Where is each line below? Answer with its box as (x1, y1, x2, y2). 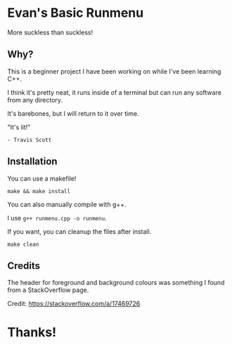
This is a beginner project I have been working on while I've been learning (7, 67, 221, 75)
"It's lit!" (7, 123, 31, 131)
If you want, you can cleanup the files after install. (7, 227, 152, 236)
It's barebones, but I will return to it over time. (7, 109, 139, 117)
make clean (7, 241, 39, 248)
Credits (7, 260, 41, 272)
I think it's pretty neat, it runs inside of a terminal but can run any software (7, 88, 221, 96)
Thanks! (7, 324, 57, 340)
